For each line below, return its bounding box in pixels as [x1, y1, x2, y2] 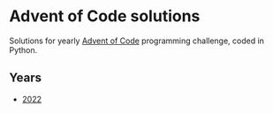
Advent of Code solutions [9, 6, 201, 26]
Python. [9, 44, 38, 55]
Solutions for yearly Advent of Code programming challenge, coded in [9, 35, 265, 46]
